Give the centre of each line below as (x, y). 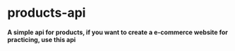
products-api (47, 13)
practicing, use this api (42, 39)
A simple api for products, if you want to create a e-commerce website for (117, 32)
